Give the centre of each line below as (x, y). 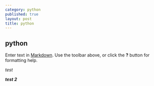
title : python (20, 23)
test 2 (11, 80)
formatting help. (21, 60)
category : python (23, 10)
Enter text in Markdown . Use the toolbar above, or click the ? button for (77, 55)
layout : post (19, 19)
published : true (22, 14)
